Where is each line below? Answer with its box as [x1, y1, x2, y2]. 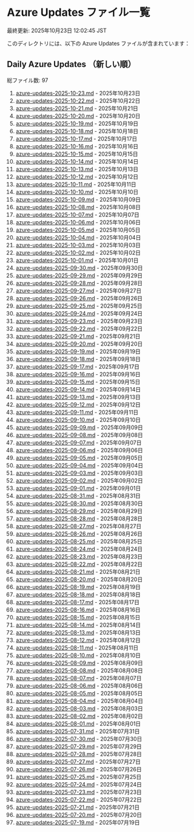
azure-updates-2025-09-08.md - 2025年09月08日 [15, 431, 143, 438]
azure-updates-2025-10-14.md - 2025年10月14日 [15, 157, 139, 165]
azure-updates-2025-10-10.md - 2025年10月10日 [15, 188, 139, 195]
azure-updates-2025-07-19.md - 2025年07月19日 [15, 819, 140, 826]
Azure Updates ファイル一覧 [7, 5, 150, 19]
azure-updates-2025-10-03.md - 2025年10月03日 [15, 241, 141, 249]
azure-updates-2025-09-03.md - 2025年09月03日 [15, 469, 143, 476]
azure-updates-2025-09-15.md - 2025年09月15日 [15, 378, 141, 385]
